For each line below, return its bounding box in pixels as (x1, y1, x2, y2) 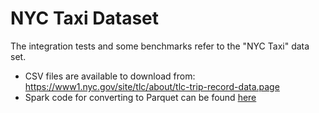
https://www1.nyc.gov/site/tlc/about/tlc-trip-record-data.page (24, 80, 280, 92)
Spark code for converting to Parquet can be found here (24, 91, 257, 103)
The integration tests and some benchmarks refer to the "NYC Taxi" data (10, 40, 310, 52)
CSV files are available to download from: (24, 70, 196, 82)
